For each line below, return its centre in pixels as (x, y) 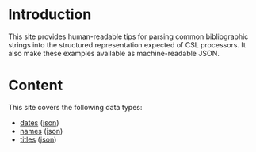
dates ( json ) (39, 122)
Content (36, 85)
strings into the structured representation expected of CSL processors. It (127, 44)
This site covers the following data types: (75, 107)
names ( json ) (41, 131)
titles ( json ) (38, 139)
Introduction (50, 15)
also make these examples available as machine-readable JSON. (114, 53)
